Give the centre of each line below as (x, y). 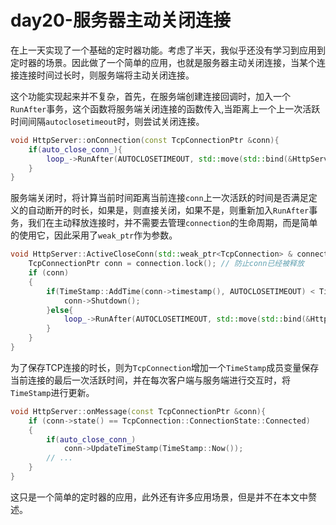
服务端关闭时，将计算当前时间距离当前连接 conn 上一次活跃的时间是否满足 (159, 198)
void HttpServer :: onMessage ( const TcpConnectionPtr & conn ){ (138, 411)
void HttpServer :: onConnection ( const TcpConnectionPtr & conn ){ (145, 140)
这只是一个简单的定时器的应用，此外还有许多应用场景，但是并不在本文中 (159, 497)
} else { (60, 310)
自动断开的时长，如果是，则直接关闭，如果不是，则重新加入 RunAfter (168, 210)
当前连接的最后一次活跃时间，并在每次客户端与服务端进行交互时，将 (150, 380)
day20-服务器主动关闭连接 (120, 20)
